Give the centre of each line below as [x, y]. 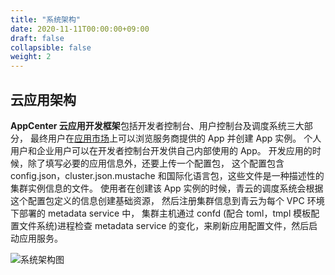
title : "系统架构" [46, 19]
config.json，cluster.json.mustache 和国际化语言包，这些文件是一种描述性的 [167, 175]
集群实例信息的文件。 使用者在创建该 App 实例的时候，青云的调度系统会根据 [167, 188]
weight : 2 [31, 57]
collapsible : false [51, 47]
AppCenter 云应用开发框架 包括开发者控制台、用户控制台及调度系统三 [153, 125]
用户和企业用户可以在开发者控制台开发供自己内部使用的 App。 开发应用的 [161, 150]
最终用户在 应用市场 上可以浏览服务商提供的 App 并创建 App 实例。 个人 [175, 138]
